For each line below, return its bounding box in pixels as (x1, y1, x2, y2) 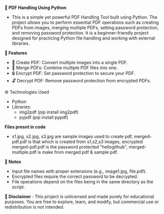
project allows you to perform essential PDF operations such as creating (11, 20, 159, 25)
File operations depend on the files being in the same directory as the (11, 179, 154, 184)
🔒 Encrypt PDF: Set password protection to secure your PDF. (11, 71, 135, 76)
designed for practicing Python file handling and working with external (11, 35, 155, 41)
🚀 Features (4, 50, 28, 56)
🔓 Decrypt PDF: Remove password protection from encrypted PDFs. (11, 78, 151, 83)
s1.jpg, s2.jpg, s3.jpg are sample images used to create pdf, (11, 134, 133, 139)
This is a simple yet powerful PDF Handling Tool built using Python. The (11, 14, 158, 20)
